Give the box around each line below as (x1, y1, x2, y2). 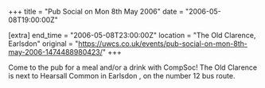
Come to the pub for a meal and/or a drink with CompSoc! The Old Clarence (8, 63, 257, 72)
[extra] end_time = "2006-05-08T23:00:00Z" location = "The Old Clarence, (8, 31, 256, 40)
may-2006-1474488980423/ (8, 48, 103, 56)
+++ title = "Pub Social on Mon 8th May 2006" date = (8, 7, 185, 16)
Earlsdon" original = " (8, 39, 79, 48)
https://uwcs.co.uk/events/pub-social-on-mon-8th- (78, 39, 248, 48)
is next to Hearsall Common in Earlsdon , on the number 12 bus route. (8, 71, 236, 80)
